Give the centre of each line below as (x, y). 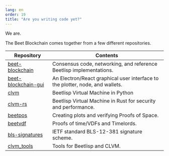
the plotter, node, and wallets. (87, 85)
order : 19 (16, 15)
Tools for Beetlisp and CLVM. (86, 146)
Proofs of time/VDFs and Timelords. (94, 123)
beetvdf (17, 123)
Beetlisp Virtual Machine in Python (93, 93)
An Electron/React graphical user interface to (105, 78)
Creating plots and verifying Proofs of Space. (105, 115)
